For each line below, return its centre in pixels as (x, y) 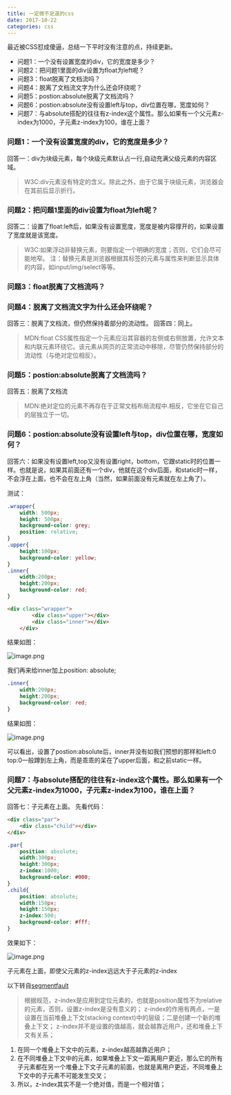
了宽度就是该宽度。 (34, 235)
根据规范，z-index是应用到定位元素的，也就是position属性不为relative (123, 1000)
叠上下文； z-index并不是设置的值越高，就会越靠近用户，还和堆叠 (117, 1026)
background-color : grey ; (55, 526)
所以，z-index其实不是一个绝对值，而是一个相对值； (91, 1084)
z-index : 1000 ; (40, 871)
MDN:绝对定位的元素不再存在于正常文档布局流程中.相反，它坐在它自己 (124, 406)
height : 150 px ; (40, 910)
